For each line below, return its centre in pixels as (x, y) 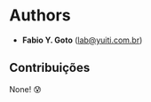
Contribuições (50, 68)
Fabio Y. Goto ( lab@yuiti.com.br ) (82, 40)
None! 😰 (25, 89)
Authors (40, 16)
